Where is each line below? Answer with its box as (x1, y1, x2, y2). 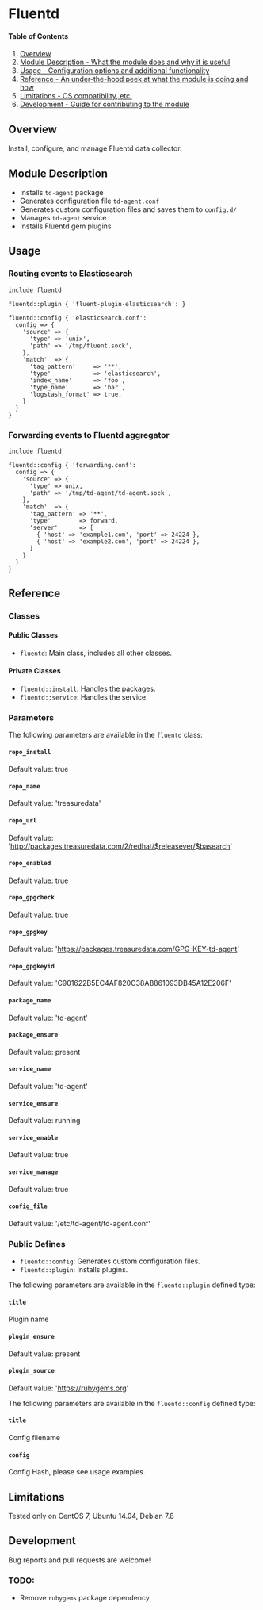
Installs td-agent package (19, 188, 104, 197)
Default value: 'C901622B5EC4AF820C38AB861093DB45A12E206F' (8, 979, 231, 988)
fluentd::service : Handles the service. (19, 692, 148, 702)
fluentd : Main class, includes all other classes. (19, 648, 173, 657)
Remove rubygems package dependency (19, 1593, 151, 1603)
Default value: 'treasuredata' (8, 799, 101, 808)
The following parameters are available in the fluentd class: (8, 730, 204, 740)
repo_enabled (8, 860, 51, 868)
